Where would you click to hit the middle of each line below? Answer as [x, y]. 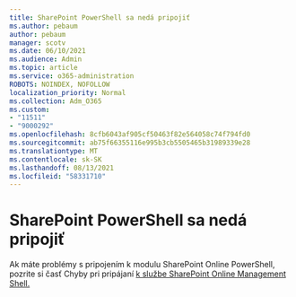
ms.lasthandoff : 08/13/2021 [62, 168]
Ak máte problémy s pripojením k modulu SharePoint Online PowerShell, [142, 265]
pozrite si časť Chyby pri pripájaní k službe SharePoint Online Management [148, 274]
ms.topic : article [44, 68]
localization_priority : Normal [68, 92]
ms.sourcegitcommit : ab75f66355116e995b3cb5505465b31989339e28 [130, 143]
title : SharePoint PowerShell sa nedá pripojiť [100, 17]
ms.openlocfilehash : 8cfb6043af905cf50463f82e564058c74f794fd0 [130, 135]
